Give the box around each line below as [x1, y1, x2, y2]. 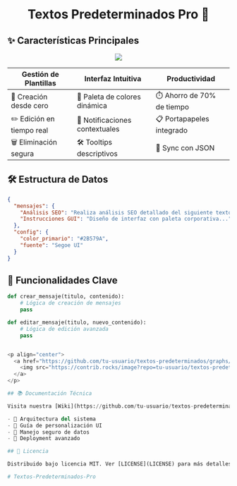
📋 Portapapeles [155, 114, 209, 123]
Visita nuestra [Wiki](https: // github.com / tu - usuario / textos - [7, 402, 194, 410]
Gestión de [21, 70, 60, 79]
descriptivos [76, 149, 119, 158]
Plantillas [24, 78, 56, 87]
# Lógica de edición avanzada [20, 325, 109, 332]
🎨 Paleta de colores [76, 92, 141, 102]
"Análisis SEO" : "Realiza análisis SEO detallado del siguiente [20, 209, 213, 216]
